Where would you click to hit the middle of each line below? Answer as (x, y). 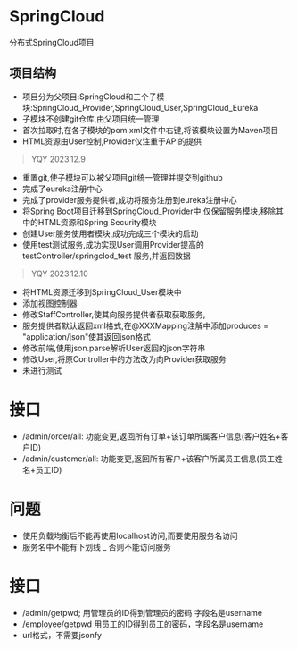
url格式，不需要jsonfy (62, 635)
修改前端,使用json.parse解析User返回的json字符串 (114, 348)
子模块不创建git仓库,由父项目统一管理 (91, 119)
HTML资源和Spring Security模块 (97, 222)
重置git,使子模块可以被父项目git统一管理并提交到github (122, 177)
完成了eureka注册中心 (62, 189)
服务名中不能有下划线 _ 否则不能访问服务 (97, 546)
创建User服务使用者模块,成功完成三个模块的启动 (110, 233)
